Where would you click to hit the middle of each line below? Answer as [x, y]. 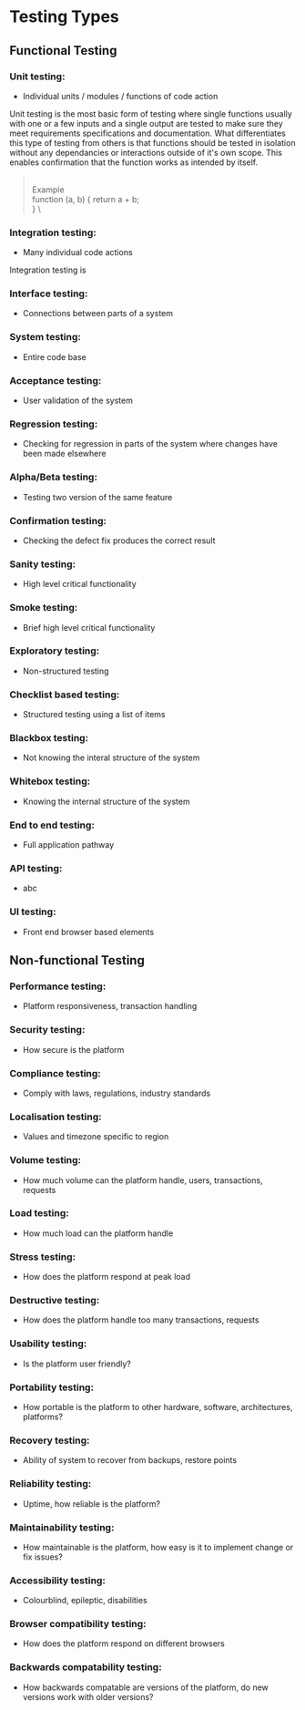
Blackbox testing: [49, 738]
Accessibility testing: [58, 1581]
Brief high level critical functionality [89, 627]
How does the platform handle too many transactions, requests [141, 1320]
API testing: [36, 868]
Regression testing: [54, 424]
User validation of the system [78, 401]
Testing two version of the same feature [97, 497]
